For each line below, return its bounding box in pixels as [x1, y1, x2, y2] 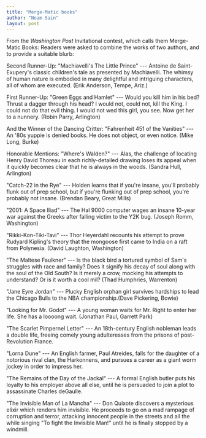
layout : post [6, 20, 40, 26]
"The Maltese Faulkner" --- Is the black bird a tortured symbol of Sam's [6, 256, 187, 264]
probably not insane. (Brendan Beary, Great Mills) [6, 195, 131, 202]
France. [34, 338, 54, 345]
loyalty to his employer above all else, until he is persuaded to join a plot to [6, 381, 194, 389]
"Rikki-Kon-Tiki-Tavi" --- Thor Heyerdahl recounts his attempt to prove [6, 232, 185, 239]
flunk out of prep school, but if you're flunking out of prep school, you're [6, 188, 189, 195]
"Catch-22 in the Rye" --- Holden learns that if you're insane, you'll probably [6, 182, 200, 189]
